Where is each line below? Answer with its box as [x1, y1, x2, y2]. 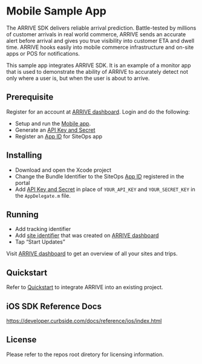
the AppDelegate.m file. [15, 192, 71, 199]
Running [6, 209, 39, 219]
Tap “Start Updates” [15, 238, 65, 245]
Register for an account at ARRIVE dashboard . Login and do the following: [6, 108, 191, 115]
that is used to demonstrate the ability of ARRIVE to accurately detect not [6, 68, 189, 75]
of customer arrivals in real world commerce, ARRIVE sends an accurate [6, 30, 186, 37]
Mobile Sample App [6, 4, 107, 18]
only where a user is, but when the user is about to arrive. [6, 74, 150, 82]
